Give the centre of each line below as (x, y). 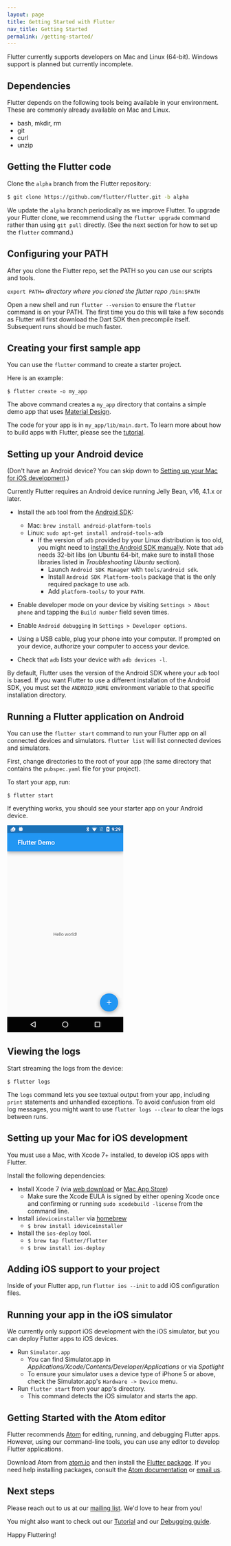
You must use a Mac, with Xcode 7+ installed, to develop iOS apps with (108, 1155)
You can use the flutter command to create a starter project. (95, 365)
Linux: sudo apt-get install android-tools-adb (95, 533)
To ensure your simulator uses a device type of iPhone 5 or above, (121, 1374)
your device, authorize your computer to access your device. (103, 646)
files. (14, 1293)
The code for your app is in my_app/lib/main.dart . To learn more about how (114, 425)
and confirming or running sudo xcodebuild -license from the (115, 1203)
